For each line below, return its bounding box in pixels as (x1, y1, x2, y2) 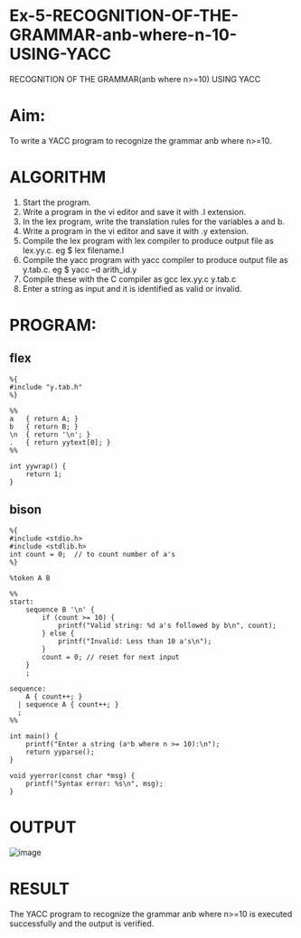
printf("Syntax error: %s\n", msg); (25, 779, 165, 788)
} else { (42, 629, 75, 638)
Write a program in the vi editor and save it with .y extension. (22, 225, 249, 236)
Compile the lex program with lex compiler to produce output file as (22, 235, 274, 246)
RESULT (9, 878, 71, 899)
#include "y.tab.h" (9, 382, 83, 391)
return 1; (25, 469, 63, 479)
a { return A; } (9, 414, 79, 423)
